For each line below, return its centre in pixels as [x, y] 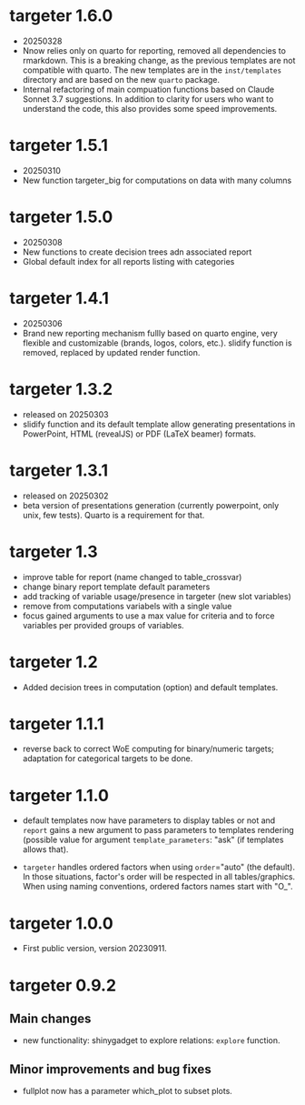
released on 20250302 [65, 496]
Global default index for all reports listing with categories [128, 261]
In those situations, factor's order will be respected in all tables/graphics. [159, 877]
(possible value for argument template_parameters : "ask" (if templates [153, 840]
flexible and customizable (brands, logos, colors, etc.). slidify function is [157, 343]
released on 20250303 [65, 414]
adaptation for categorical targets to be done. [108, 758]
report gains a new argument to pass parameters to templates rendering [158, 830]
